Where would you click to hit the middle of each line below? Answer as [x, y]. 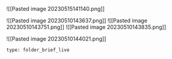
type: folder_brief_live [38, 50]
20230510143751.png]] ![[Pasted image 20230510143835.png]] [86, 27]
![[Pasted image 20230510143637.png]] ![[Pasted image [77, 20]
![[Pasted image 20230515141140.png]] [56, 9]
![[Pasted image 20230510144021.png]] [56, 39]
